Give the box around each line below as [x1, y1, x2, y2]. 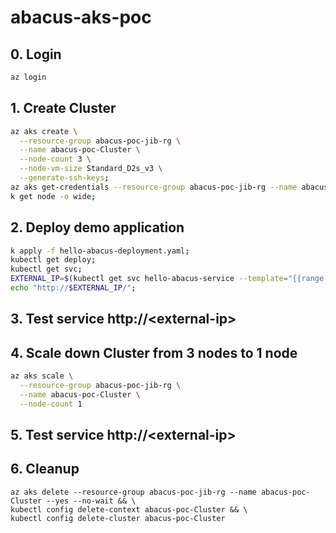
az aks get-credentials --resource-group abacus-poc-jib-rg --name [10, 182, 298, 192]
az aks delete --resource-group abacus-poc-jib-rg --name [10, 487, 257, 497]
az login [10, 72, 47, 82]
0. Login [10, 46, 62, 63]
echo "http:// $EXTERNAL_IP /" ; [10, 283, 137, 293]
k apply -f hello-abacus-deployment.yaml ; [10, 246, 190, 256]
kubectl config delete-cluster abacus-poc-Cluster [10, 513, 226, 523]
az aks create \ [10, 126, 78, 136]
